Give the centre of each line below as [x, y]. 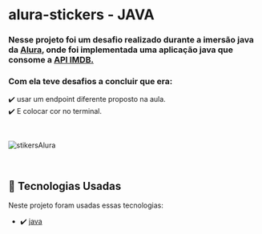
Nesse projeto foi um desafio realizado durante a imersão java [131, 40]
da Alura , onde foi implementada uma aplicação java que [121, 50]
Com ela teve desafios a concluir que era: [91, 82]
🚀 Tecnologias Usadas [65, 186]
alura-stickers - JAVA [81, 15]
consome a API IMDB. [51, 60]
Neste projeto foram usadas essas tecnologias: [86, 205]
